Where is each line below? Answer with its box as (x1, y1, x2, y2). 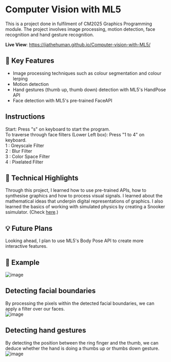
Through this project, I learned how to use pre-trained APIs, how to (5, 187, 147, 193)
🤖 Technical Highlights (5, 173, 78, 182)
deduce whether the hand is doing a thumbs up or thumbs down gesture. (5, 345, 160, 351)
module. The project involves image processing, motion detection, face (5, 26, 156, 32)
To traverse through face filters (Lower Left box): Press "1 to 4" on (5, 131, 145, 137)
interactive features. (5, 243, 48, 249)
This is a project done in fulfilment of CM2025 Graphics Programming (5, 21, 153, 27)
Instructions (5, 112, 45, 121)
